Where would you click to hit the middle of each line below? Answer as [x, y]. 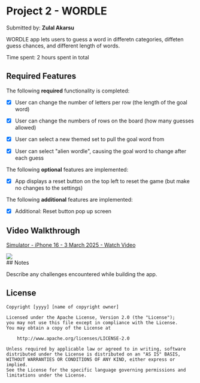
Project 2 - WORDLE [57, 11]
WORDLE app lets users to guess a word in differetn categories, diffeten [95, 39]
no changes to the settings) [49, 188]
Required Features [41, 76]
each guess [29, 158]
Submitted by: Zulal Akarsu [40, 28]
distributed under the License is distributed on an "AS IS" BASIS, [93, 354]
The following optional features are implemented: [67, 170]
